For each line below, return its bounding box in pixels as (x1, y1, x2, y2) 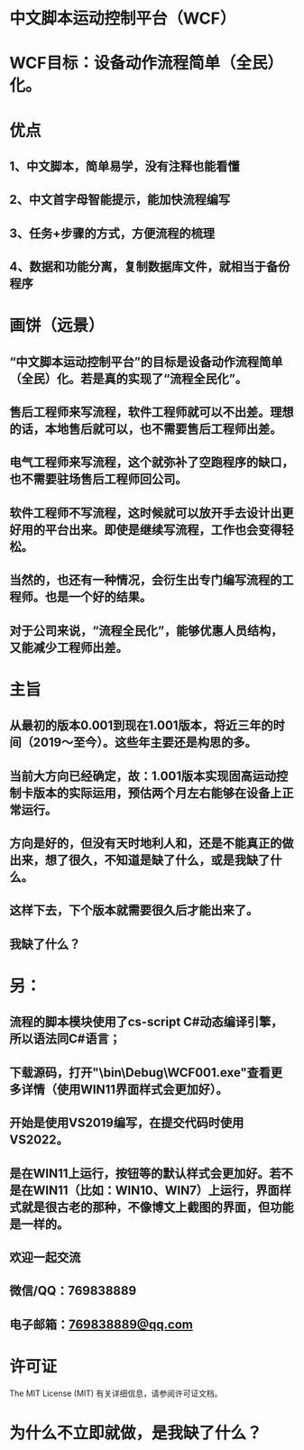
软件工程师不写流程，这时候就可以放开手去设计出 (9, 505, 282, 520)
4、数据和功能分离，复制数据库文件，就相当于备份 (9, 259, 290, 275)
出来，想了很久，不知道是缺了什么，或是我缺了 (9, 853, 271, 868)
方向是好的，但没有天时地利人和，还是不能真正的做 (9, 836, 294, 851)
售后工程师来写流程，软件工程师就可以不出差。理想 (9, 405, 294, 420)
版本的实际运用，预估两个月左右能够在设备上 (32, 785, 282, 801)
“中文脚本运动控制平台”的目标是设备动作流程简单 (9, 353, 283, 370)
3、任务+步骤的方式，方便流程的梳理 (9, 225, 215, 241)
